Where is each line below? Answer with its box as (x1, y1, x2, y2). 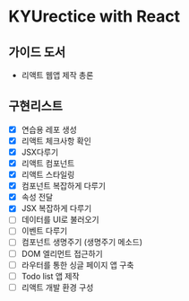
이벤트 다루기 (21, 226, 68, 236)
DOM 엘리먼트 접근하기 (21, 248, 104, 259)
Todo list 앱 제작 (21, 270, 80, 281)
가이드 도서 (8, 44, 66, 59)
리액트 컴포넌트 (21, 158, 75, 168)
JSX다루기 (21, 146, 59, 157)
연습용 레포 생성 (21, 124, 77, 135)
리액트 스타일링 (21, 169, 75, 181)
